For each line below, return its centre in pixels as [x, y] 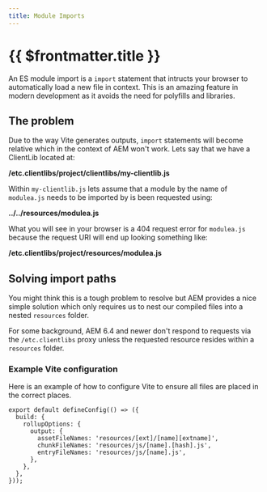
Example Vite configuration [64, 369]
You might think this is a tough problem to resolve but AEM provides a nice [133, 298]
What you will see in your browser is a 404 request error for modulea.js [127, 229]
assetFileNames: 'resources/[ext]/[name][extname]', [128, 439]
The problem [41, 121]
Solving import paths [62, 279]
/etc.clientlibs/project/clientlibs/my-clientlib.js [89, 173]
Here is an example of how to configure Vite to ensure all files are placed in [133, 387]
